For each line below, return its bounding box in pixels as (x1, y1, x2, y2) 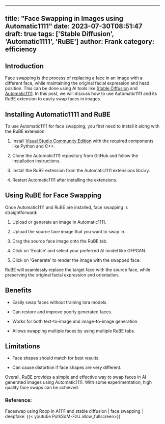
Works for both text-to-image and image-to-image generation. (12, 318, 139, 324)
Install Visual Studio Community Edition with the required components (12, 138, 154, 144)
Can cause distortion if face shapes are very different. (12, 364, 122, 370)
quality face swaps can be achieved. (5, 385, 80, 391)
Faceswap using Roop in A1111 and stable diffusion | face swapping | (5, 408, 143, 414)
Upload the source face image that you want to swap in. (12, 228, 126, 234)
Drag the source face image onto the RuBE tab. (12, 238, 108, 244)
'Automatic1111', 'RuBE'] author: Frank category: (5, 37, 155, 46)
